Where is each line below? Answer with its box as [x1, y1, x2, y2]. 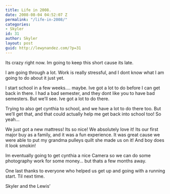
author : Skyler [5, 36, 38, 41]
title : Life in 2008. [5, 7, 52, 13]
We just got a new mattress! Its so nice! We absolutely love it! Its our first [5, 126, 159, 132]
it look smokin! [5, 142, 36, 149]
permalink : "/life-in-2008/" [5, 17, 68, 22]
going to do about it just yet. [5, 75, 65, 81]
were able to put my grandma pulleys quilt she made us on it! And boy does [5, 137, 165, 143]
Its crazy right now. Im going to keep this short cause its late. [5, 59, 134, 65]
